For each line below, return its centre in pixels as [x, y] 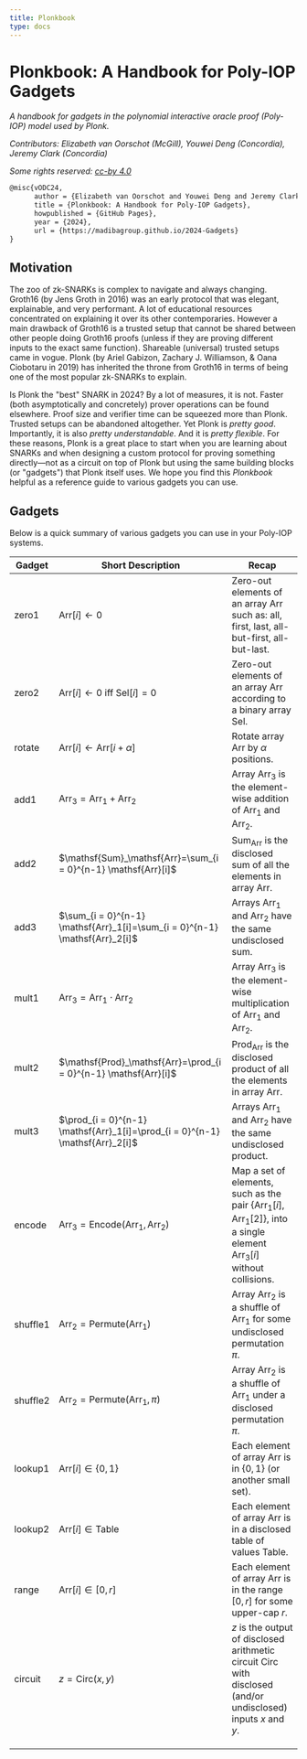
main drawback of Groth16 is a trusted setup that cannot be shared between [153, 328]
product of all [260, 1069]
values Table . [260, 1551]
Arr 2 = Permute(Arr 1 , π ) [110, 1400]
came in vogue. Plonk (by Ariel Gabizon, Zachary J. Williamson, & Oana [143, 358]
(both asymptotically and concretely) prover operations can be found [139, 404]
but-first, [251, 638]
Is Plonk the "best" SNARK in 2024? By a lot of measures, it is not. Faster [147, 395]
